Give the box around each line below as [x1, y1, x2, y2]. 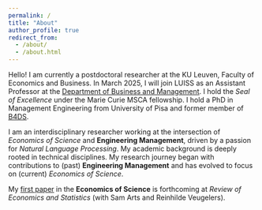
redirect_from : [8, 33, 58, 42]
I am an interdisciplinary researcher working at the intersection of [8, 127, 221, 137]
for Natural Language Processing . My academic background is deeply [8, 144, 237, 153]
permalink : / [8, 11, 51, 20]
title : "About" [8, 19, 58, 27]
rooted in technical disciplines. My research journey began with [8, 152, 215, 162]
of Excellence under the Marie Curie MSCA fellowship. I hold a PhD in [8, 96, 234, 104]
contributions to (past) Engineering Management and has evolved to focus [8, 161, 253, 170]
